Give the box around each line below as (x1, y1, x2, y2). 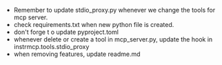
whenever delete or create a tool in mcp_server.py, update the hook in (13, 35, 213, 44)
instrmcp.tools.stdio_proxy (13, 43, 90, 50)
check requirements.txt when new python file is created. (13, 21, 174, 28)
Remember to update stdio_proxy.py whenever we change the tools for (13, 6, 216, 14)
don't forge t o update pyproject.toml (13, 28, 119, 36)
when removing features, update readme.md (13, 50, 141, 58)
